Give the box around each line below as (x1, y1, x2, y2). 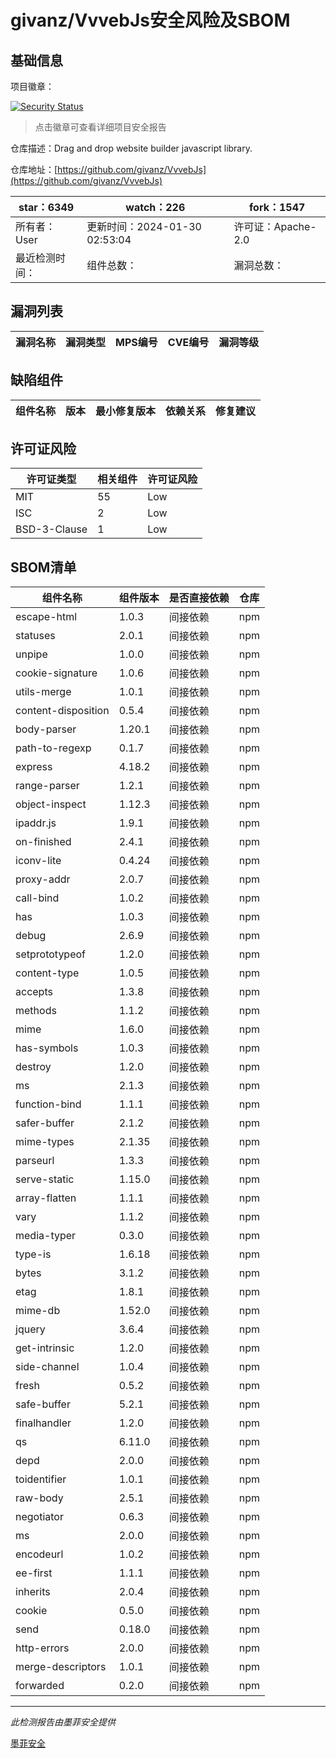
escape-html (15, 610, 78, 624)
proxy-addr (15, 872, 71, 886)
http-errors (15, 1641, 70, 1655)
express (15, 760, 53, 774)
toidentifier (15, 1472, 67, 1486)
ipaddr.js (15, 816, 57, 830)
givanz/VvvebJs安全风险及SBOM (10, 9, 291, 32)
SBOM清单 (10, 559, 77, 576)
